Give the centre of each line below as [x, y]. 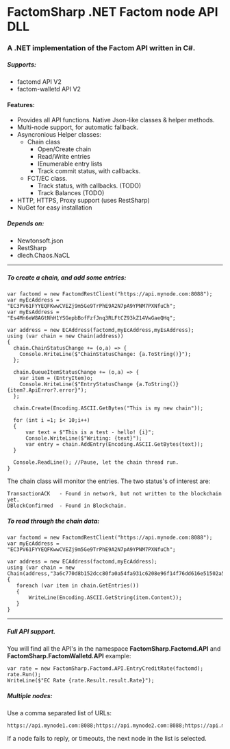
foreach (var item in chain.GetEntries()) [77, 586]
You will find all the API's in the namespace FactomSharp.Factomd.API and [114, 649]
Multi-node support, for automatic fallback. [78, 127]
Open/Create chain [64, 149]
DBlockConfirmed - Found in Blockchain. [67, 506]
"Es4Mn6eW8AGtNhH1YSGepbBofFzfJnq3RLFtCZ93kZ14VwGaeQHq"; [91, 318]
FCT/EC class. [47, 179]
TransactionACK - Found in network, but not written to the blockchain [115, 494]
